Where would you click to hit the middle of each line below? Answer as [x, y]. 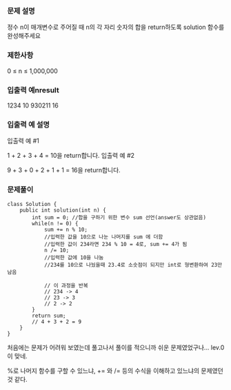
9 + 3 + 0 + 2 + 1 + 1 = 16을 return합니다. [64, 170]
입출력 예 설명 [29, 124]
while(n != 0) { [55, 224]
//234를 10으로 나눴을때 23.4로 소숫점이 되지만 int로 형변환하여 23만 [133, 265]
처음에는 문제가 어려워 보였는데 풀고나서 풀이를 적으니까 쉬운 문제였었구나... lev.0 [116, 348]
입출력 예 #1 [23, 141]
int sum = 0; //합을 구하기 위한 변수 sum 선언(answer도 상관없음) [119, 218]
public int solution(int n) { [63, 211]
